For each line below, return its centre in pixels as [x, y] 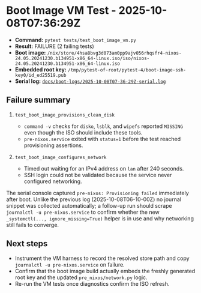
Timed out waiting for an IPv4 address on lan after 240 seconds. [104, 168]
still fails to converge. [32, 225]
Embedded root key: [41, 69]
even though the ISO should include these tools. [83, 132]
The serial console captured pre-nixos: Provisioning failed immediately [97, 193]
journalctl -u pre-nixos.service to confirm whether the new [83, 212]
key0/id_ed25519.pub [40, 75]
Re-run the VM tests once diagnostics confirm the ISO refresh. [92, 283]
